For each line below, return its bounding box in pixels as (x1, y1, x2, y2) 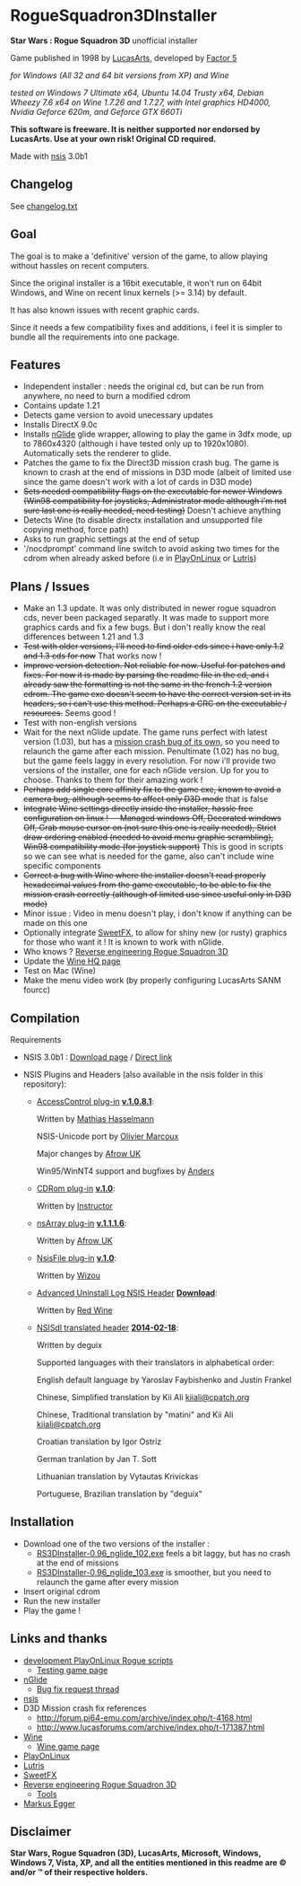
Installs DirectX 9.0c (22, 419, 98, 430)
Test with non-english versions (22, 718, 138, 728)
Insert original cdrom (22, 1586, 101, 1597)
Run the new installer (22, 1595, 101, 1606)
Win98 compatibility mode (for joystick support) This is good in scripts (22, 842, 284, 852)
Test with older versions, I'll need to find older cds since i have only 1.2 (22, 641, 285, 652)
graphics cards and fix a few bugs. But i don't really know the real (22, 621, 266, 633)
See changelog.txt (10, 200, 78, 211)
